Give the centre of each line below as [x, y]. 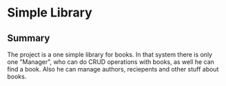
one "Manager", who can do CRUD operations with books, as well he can [111, 62]
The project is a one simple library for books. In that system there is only [110, 54]
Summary [29, 38]
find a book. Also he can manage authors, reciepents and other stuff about [113, 69]
